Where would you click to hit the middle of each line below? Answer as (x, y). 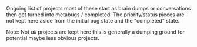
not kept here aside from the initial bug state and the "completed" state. (93, 21)
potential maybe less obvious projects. (53, 38)
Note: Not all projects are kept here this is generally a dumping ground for (96, 32)
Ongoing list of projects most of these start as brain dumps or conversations (98, 8)
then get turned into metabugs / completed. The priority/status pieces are (95, 15)
